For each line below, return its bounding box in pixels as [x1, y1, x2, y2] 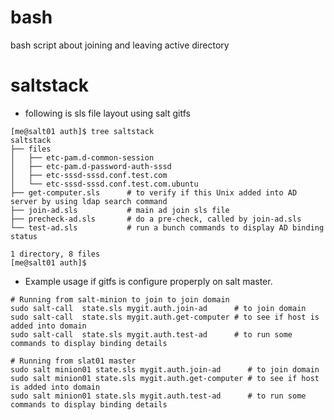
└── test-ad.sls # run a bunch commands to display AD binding [10, 222, 325, 233]
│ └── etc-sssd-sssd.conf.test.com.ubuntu [10, 179, 199, 189]
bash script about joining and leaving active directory [10, 39, 230, 51]
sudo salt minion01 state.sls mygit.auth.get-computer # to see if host [10, 373, 320, 383]
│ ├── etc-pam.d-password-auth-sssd [10, 161, 172, 171]
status [10, 231, 38, 241]
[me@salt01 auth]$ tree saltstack [10, 126, 155, 136]
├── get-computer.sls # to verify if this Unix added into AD [10, 187, 298, 198]
